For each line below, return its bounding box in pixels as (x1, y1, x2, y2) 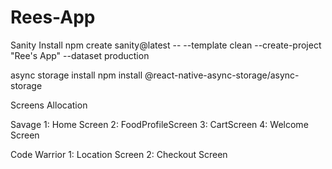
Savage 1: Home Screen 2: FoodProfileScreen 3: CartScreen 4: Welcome (10, 118, 309, 130)
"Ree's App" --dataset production (10, 49, 150, 61)
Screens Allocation (10, 99, 88, 111)
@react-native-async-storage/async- (144, 69, 300, 81)
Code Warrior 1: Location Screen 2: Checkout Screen (10, 148, 228, 160)
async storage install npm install (10, 69, 143, 81)
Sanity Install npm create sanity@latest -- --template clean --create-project (10, 39, 322, 51)
